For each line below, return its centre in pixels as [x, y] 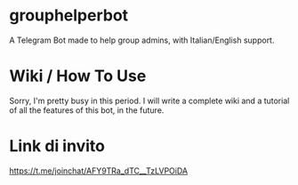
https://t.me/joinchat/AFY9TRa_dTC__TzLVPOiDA [99, 171]
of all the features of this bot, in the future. [87, 110]
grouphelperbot [69, 16]
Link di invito [57, 146]
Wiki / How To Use [78, 76]
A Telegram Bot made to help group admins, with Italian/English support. [142, 40]
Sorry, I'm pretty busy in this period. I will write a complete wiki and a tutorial [149, 101]
